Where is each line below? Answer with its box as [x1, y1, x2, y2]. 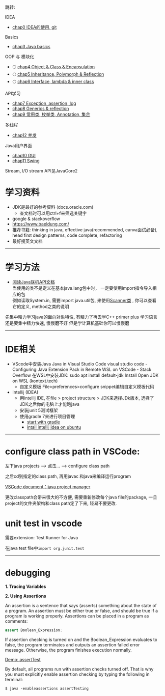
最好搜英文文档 [12, 238, 43, 244]
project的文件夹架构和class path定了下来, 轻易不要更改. [5, 500, 117, 506]
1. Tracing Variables [5, 584, 46, 589]
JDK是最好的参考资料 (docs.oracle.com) [12, 204, 94, 210]
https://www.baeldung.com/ [12, 221, 70, 227]
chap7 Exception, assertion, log [12, 100, 76, 106]
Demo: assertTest [5, 656, 41, 662]
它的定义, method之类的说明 [12, 304, 70, 309]
